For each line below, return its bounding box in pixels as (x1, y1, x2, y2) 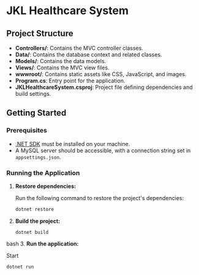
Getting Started (6, 108, 67, 118)
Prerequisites (6, 126, 47, 135)
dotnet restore (15, 206, 54, 212)
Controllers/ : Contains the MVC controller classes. (15, 44, 144, 52)
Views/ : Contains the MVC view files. (15, 64, 110, 71)
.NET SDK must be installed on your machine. (15, 140, 130, 147)
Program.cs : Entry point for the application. (15, 77, 126, 84)
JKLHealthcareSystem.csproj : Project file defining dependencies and (15, 83, 193, 91)
